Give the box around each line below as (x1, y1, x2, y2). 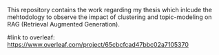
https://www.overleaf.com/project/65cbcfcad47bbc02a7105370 (7, 41, 189, 48)
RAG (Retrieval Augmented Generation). (7, 20, 121, 28)
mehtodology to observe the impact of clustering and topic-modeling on (7, 13, 212, 21)
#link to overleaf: (7, 33, 55, 41)
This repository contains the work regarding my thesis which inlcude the (7, 6, 212, 14)
